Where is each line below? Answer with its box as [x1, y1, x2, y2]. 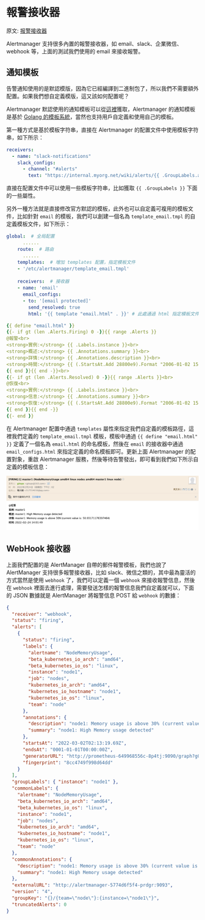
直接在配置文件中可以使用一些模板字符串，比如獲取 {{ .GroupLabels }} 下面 [6, 184, 198, 192]
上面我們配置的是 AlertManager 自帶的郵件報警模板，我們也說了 [6, 561, 167, 568]
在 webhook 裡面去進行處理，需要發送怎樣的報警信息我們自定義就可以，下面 [6, 584, 194, 591]
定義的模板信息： [6, 463, 49, 470]
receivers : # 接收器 [17, 279, 70, 285]
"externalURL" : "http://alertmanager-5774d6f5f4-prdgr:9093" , [12, 882, 173, 888]
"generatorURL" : [22, 753, 64, 759]
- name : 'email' [17, 285, 59, 291]
